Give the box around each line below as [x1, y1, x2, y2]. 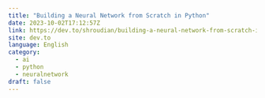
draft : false [8, 77, 51, 85]
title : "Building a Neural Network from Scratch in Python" [8, 11, 211, 20]
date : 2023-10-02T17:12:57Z [8, 19, 101, 27]
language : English [8, 41, 69, 49]
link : [8, 26, 26, 34]
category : [8, 48, 41, 56]
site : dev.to [8, 33, 51, 42]
